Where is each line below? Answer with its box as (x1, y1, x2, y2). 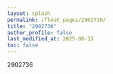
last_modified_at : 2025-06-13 (7, 36, 94, 42)
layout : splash (7, 10, 51, 17)
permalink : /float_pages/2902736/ (7, 16, 107, 23)
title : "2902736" (7, 23, 57, 29)
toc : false (7, 42, 39, 49)
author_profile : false (7, 29, 72, 36)
